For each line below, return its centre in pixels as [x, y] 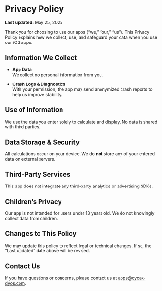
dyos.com [15, 283]
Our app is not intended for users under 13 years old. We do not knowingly [80, 213]
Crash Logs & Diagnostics [39, 84]
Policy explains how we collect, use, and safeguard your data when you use [81, 37]
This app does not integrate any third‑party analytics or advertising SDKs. [79, 186]
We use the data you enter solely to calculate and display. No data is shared [81, 122]
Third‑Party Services [38, 174]
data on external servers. [30, 159]
